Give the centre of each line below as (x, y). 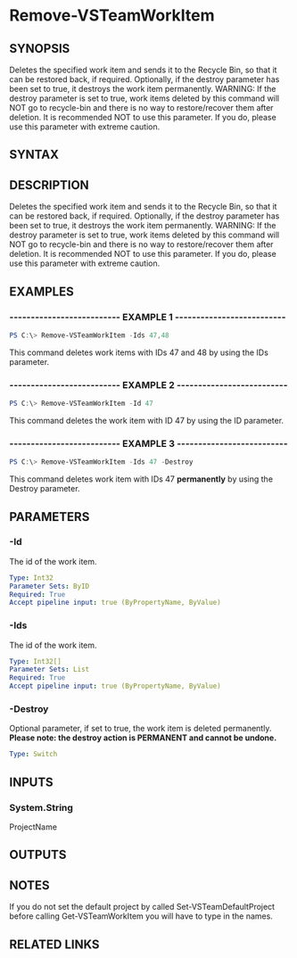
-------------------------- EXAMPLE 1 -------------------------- (148, 317)
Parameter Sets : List (49, 670)
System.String (41, 807)
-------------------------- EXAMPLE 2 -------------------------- (148, 384)
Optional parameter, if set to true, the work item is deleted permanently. (140, 729)
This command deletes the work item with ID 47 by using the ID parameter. (146, 420)
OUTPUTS (38, 855)
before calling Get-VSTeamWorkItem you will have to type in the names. (141, 916)
